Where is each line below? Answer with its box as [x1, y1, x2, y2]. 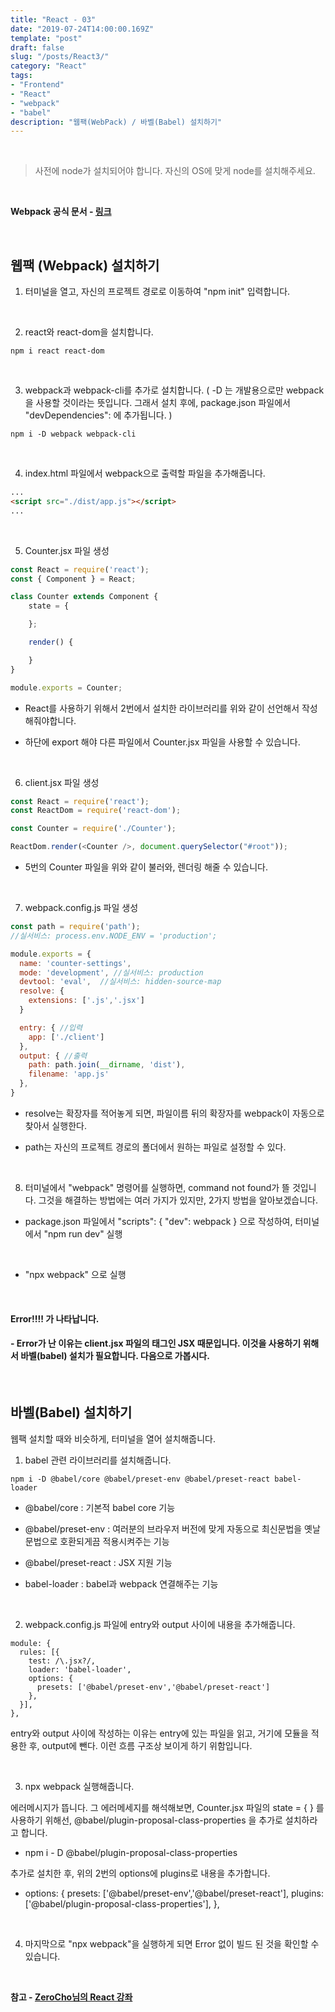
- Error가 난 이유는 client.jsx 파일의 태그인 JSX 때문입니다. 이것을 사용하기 [10, 1337, 302, 1350]
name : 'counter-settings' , [19, 958, 132, 968]
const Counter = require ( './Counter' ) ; [10, 824, 177, 834]
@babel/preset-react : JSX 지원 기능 [24, 1556, 173, 1568]
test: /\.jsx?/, [28, 1656, 97, 1666]
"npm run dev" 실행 [43, 1227, 123, 1240]
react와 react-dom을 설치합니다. [24, 326, 154, 338]
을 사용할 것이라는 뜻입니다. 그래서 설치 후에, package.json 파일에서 [24, 397, 291, 409]
